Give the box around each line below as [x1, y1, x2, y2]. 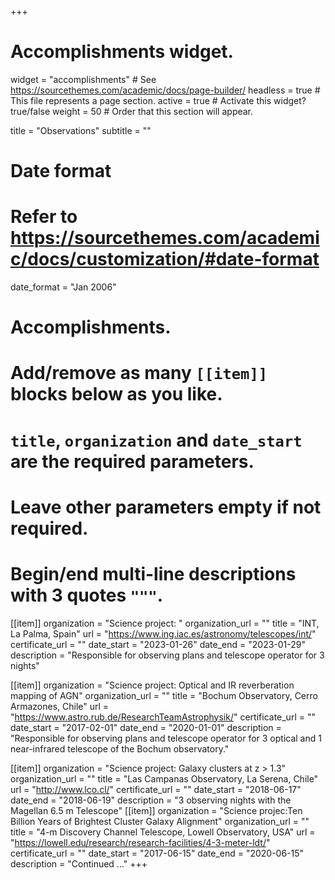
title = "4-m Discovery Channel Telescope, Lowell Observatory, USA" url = [10, 826, 316, 838]
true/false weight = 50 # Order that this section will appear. [10, 105, 254, 117]
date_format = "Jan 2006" [10, 281, 117, 293]
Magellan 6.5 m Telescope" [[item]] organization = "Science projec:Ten [10, 804, 303, 816]
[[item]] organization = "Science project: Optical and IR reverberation [10, 679, 295, 691]
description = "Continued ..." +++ [10, 857, 148, 870]
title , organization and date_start [10, 429, 303, 451]
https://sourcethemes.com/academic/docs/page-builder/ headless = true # [10, 84, 321, 96]
